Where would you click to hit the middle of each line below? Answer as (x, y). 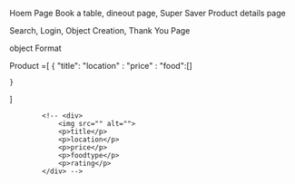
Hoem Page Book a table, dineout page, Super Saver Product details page (147, 13)
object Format (35, 48)
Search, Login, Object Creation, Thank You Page (100, 30)
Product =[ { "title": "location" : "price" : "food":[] (101, 66)
